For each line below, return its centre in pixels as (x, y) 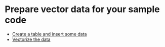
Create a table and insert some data (49, 34)
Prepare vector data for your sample (82, 9)
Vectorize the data (31, 39)
